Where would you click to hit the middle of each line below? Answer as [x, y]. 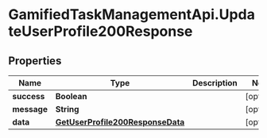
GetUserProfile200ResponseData [120, 122]
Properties [35, 61]
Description [215, 83]
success [29, 96]
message [30, 109]
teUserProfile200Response [101, 31]
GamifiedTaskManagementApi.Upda [132, 15]
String [67, 109]
